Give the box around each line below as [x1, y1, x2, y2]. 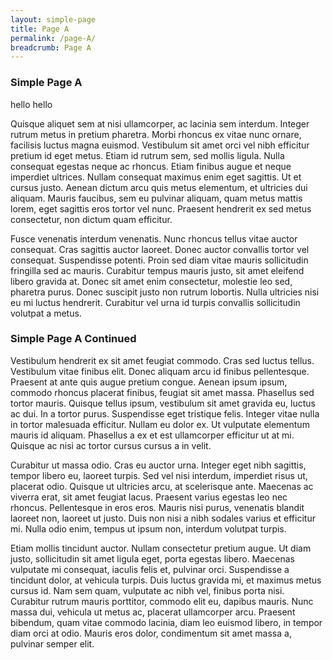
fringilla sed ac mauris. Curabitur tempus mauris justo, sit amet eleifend [10, 264, 305, 276]
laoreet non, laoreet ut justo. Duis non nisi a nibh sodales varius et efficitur [10, 512, 316, 524]
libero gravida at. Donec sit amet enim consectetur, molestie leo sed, [10, 275, 293, 287]
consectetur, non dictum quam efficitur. [10, 213, 173, 225]
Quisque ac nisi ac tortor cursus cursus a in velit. [10, 439, 212, 451]
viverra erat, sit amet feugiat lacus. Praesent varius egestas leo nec [10, 491, 288, 503]
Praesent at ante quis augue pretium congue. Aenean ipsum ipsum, [10, 376, 288, 388]
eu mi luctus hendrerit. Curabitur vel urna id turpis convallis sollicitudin [10, 296, 301, 308]
